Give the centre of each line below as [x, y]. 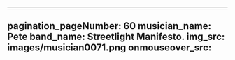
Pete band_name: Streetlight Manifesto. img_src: [116, 37]
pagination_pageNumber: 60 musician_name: [109, 26]
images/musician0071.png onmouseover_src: [109, 48]
